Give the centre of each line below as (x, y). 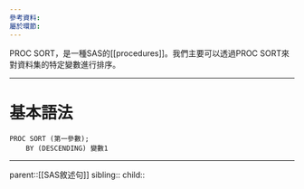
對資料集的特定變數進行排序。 (65, 64)
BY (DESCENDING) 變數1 (67, 149)
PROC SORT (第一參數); (49, 139)
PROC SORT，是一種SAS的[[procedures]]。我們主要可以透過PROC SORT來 (149, 53)
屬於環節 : (25, 26)
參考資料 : (25, 18)
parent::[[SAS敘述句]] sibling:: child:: (77, 175)
